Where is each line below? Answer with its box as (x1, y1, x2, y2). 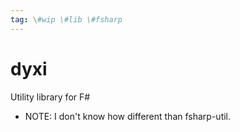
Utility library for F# (10, 91, 91, 103)
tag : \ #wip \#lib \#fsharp (10, 14, 123, 25)
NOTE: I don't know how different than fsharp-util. (24, 110, 232, 122)
